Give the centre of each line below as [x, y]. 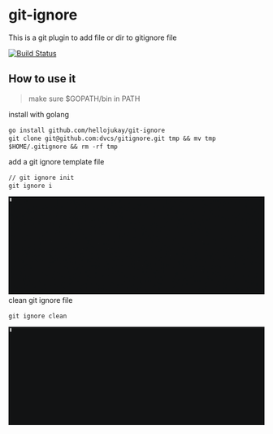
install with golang [39, 114]
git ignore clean [38, 316]
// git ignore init [41, 178]
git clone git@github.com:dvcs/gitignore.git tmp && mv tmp [113, 138]
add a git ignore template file [56, 161]
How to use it [42, 79]
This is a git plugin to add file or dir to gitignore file [93, 37]
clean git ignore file [41, 300]
